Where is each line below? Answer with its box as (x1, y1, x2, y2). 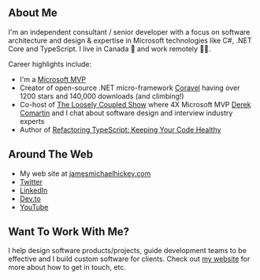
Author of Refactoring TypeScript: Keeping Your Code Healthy (19, 125, 221, 134)
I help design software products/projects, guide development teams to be (8, 246, 247, 256)
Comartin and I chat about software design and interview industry (19, 108, 233, 118)
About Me (8, 6, 58, 20)
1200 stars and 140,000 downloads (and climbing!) (19, 91, 184, 101)
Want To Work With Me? (8, 225, 130, 239)
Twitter (19, 177, 43, 186)
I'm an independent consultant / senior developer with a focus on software (8, 27, 251, 36)
